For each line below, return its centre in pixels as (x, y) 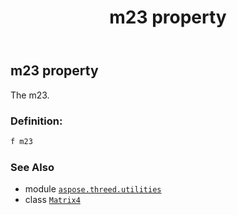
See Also (32, 167)
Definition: (36, 121)
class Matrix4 (52, 200)
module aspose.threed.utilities (93, 189)
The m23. (30, 95)
